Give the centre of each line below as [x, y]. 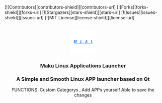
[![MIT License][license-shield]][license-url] [90, 18]
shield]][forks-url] [23, 12]
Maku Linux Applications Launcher [83, 65]
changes [83, 95]
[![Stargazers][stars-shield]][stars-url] [81, 12]
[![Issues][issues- [139, 12]
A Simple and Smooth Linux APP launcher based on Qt [83, 79]
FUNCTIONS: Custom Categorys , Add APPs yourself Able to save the [83, 90]
